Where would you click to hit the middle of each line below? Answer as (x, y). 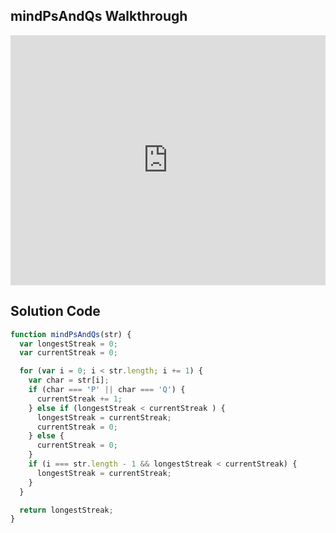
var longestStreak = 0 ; (68, 344)
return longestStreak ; (66, 510)
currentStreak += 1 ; (79, 399)
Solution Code (55, 311)
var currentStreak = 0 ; (68, 353)
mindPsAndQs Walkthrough (99, 16)
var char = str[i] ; (69, 380)
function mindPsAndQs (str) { (71, 334)
